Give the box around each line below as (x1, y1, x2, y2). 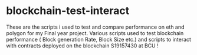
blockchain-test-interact (6, 4, 130, 18)
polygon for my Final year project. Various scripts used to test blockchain (6, 29, 184, 36)
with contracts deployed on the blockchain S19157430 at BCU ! (6, 42, 159, 49)
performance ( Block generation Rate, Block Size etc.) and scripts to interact (6, 36, 192, 43)
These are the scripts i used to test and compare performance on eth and (6, 23, 185, 30)
